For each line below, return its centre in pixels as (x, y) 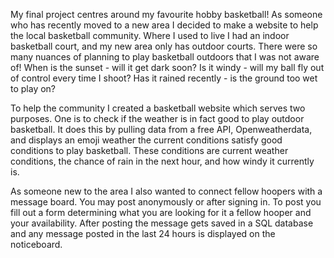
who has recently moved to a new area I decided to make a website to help (164, 25)
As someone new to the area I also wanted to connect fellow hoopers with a (166, 191)
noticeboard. (36, 244)
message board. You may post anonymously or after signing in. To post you (166, 202)
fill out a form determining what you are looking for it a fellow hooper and (161, 212)
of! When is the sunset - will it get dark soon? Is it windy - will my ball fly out (167, 67)
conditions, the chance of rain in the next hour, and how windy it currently (162, 161)
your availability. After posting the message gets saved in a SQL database (162, 223)
